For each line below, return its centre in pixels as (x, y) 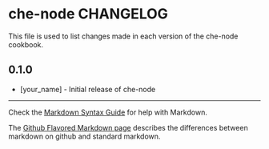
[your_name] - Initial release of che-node (88, 89)
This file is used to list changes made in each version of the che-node (123, 36)
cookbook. (26, 44)
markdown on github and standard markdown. (84, 136)
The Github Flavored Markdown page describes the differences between (128, 127)
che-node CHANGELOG (88, 14)
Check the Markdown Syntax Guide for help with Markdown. (108, 112)
